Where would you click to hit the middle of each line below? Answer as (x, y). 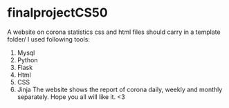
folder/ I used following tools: (48, 39)
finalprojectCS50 (58, 13)
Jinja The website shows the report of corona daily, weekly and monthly (120, 89)
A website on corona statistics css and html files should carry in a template (114, 32)
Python (27, 60)
